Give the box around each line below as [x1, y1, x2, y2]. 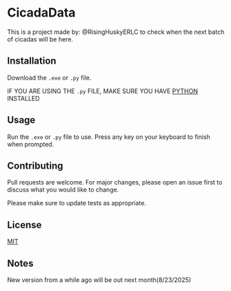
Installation [7, 55, 57, 67]
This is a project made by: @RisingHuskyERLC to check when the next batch [7, 28, 225, 36]
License [7, 219, 42, 231]
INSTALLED [7, 94, 40, 102]
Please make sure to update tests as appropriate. [7, 199, 147, 207]
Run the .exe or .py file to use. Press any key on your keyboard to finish [7, 133, 210, 141]
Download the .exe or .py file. [7, 73, 92, 82]
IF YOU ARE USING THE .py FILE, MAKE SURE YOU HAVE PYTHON [7, 86, 199, 95]
